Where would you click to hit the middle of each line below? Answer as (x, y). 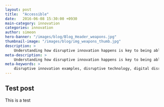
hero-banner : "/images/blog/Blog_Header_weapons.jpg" (61, 37)
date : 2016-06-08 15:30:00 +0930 (41, 19)
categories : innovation (29, 28)
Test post (20, 88)
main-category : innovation (32, 23)
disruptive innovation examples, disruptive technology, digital (82, 69)
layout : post (18, 10)
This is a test (18, 100)
